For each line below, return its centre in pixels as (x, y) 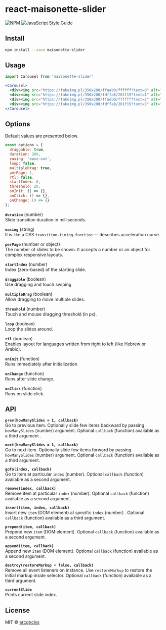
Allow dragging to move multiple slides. (45, 299)
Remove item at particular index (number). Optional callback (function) (77, 493)
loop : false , (23, 163)
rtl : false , (22, 177)
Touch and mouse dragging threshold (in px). (51, 314)
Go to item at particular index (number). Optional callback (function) (75, 474)
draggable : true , (27, 150)
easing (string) (20, 229)
